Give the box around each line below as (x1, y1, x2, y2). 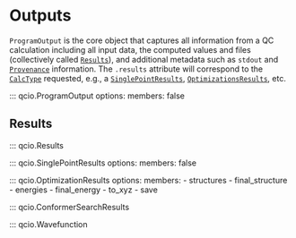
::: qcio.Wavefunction (9, 218, 88, 229)
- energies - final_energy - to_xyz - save (9, 184, 159, 195)
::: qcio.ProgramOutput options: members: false (9, 90, 186, 101)
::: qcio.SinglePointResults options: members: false (9, 157, 197, 168)
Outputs (9, 5, 72, 26)
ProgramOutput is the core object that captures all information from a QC (9, 35, 274, 46)
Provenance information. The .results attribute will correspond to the (9, 64, 264, 74)
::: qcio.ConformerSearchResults (9, 201, 130, 212)
